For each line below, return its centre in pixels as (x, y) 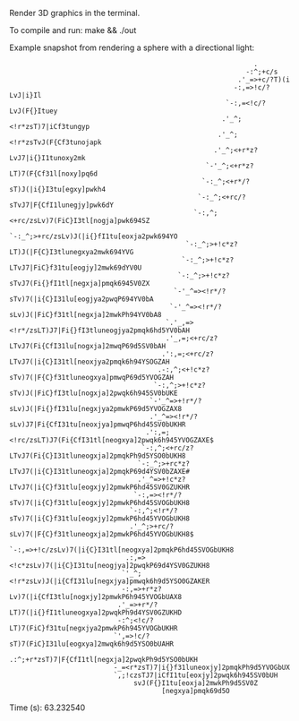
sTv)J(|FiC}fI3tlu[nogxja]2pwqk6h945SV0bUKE (94, 393)
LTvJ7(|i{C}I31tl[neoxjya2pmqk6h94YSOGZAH (90, 362)
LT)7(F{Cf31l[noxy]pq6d (54, 174)
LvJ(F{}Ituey (34, 111)
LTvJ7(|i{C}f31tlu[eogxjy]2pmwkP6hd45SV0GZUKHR (100, 487)
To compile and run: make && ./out (73, 30)
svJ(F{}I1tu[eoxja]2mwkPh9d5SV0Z (195, 683)
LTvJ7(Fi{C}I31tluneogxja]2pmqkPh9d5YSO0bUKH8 (98, 456)
